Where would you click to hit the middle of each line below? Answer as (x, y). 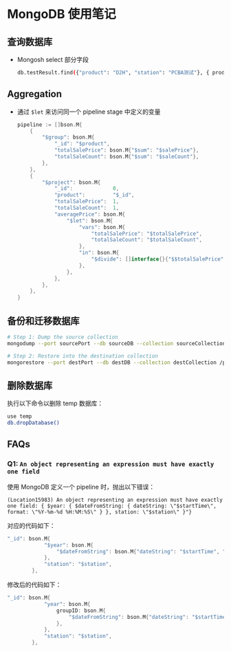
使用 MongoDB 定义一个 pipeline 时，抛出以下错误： (81, 487)
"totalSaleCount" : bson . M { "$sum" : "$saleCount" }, (126, 157)
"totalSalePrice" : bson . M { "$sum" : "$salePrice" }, (126, 150)
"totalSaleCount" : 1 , (87, 208)
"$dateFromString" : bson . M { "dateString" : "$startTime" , (138, 551)
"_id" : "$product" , (82, 144)
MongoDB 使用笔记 (62, 14)
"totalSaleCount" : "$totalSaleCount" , (147, 240)
